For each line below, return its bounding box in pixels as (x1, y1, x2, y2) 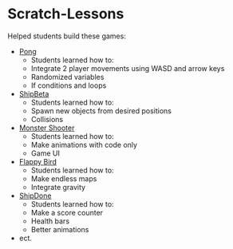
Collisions (30, 114, 64, 124)
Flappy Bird (18, 156, 57, 166)
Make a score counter (30, 207, 104, 217)
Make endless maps (30, 173, 97, 184)
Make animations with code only (30, 140, 137, 149)
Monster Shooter (18, 123, 75, 132)
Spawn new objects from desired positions (30, 105, 172, 116)
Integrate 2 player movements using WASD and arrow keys (30, 63, 225, 73)
